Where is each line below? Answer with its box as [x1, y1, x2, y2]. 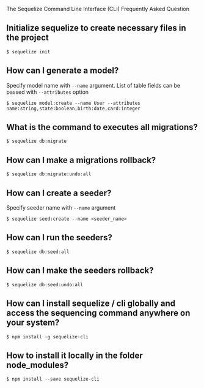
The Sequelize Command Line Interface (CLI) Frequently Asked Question [6, 6, 189, 12]
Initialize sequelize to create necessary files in [6, 23, 186, 33]
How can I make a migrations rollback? [6, 154, 156, 165]
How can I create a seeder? [6, 188, 112, 198]
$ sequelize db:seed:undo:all [6, 281, 84, 287]
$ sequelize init [6, 48, 51, 55]
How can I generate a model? [6, 66, 119, 76]
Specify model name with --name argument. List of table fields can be [6, 82, 181, 89]
